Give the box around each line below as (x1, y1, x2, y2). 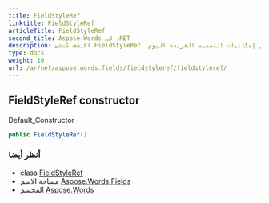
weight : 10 (8, 57, 45, 65)
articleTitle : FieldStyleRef (8, 26, 106, 35)
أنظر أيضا (8, 149, 41, 160)
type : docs (8, 49, 45, 57)
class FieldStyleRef (19, 168, 84, 177)
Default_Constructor (8, 115, 74, 124)
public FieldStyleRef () (8, 130, 88, 139)
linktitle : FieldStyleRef (8, 19, 94, 27)
